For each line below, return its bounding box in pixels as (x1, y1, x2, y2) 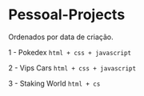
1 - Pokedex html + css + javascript (8, 47, 132, 57)
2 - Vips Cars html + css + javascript (8, 62, 137, 73)
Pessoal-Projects (8, 6, 126, 24)
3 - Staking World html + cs (8, 78, 101, 88)
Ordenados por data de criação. (8, 32, 114, 42)
